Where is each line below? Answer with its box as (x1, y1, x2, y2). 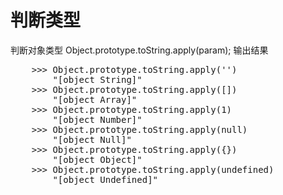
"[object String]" (52, 74, 143, 85)
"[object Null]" (52, 134, 132, 145)
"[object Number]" (52, 114, 143, 125)
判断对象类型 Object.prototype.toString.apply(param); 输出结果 (10, 44, 269, 56)
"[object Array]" (52, 94, 138, 105)
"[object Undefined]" (52, 174, 159, 185)
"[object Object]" (52, 154, 143, 165)
